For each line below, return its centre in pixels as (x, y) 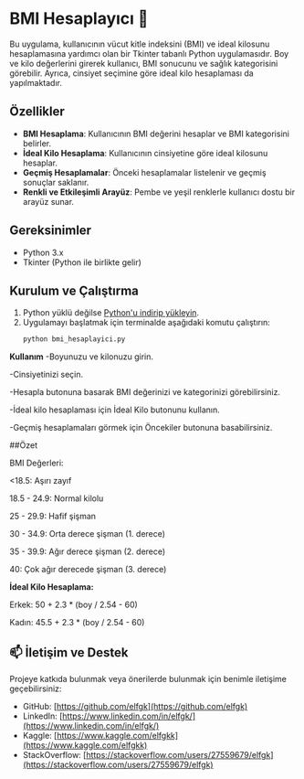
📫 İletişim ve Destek (69, 652)
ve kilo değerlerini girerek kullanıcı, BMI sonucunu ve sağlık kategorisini (144, 63)
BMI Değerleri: (37, 463)
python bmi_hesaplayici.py (74, 339)
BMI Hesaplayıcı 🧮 (79, 19)
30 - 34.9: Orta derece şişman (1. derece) (88, 534)
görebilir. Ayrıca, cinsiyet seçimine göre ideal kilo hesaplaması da (131, 73)
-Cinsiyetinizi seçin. (47, 375)
